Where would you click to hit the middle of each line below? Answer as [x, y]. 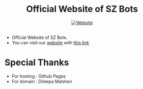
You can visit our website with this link [50, 42]
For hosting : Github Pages [39, 76]
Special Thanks [37, 63]
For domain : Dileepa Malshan [42, 81]
